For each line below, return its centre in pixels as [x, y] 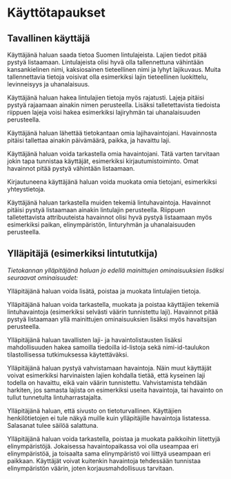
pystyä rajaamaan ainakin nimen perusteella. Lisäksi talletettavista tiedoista [114, 105]
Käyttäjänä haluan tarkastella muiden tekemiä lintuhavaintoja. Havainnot [109, 203]
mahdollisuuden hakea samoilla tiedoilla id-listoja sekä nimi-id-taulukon [109, 347]
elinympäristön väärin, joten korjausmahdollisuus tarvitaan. [91, 468]
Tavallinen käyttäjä [49, 38]
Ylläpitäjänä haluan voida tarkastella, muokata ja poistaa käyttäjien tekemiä [113, 304]
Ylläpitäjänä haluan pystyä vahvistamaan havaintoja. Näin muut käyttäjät [109, 368]
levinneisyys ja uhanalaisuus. [48, 84]
